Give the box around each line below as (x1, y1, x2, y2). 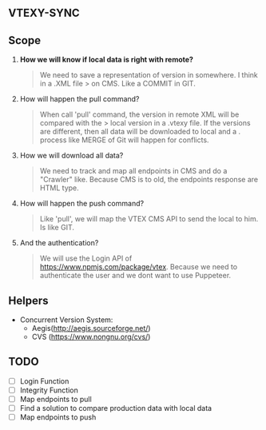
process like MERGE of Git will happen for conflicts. (39, 135, 209, 145)
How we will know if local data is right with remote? (19, 55, 194, 65)
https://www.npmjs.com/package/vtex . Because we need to (39, 262, 238, 272)
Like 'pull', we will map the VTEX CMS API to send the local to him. (39, 214, 259, 224)
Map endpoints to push (19, 412, 97, 422)
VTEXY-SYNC (8, 6, 80, 20)
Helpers (8, 293, 49, 307)
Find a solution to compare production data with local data (19, 404, 212, 413)
